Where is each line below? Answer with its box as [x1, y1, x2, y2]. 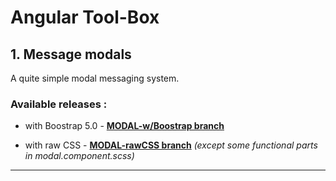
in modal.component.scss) [24, 150, 135, 162]
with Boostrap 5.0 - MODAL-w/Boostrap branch [24, 120, 225, 132]
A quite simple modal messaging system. [10, 72, 180, 84]
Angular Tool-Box [10, 6, 160, 29]
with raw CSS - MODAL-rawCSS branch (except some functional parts [24, 139, 318, 151]
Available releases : [10, 97, 108, 111]
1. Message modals [10, 46, 132, 63]
